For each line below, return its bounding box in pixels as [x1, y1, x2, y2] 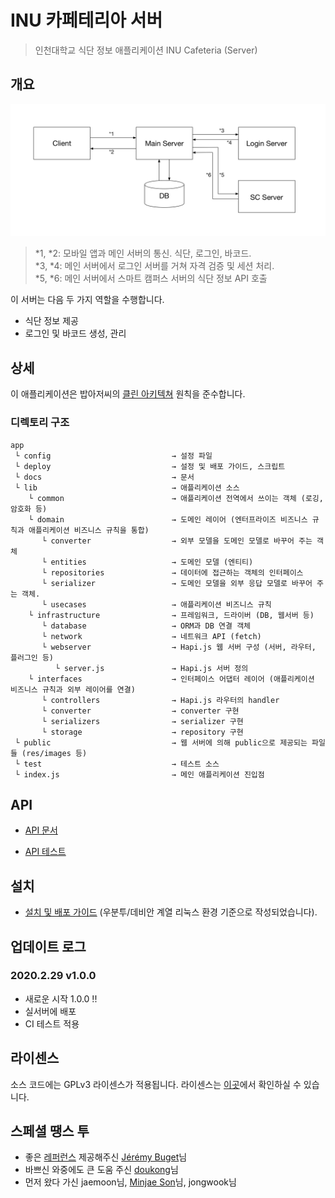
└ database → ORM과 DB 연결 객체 [41, 621, 252, 631]
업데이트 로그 [10, 938, 87, 955]
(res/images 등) [21, 748, 88, 758]
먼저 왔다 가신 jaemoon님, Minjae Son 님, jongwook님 [24, 1176, 237, 1188]
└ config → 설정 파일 [14, 451, 213, 461]
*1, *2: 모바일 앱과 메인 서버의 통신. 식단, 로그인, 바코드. [34, 247, 252, 260]
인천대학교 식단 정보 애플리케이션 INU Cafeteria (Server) [34, 44, 258, 56]
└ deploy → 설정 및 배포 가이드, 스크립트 [14, 461, 286, 471]
